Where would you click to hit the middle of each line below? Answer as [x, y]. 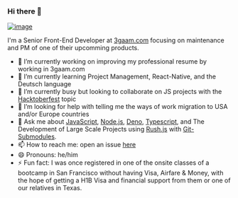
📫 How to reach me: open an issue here [77, 145]
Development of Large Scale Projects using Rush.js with [99, 129]
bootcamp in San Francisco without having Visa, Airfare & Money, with [120, 173]
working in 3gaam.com [51, 69]
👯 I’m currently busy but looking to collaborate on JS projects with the [120, 92]
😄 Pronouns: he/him [48, 155]
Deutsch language [44, 84]
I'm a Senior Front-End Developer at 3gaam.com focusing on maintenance [116, 40]
